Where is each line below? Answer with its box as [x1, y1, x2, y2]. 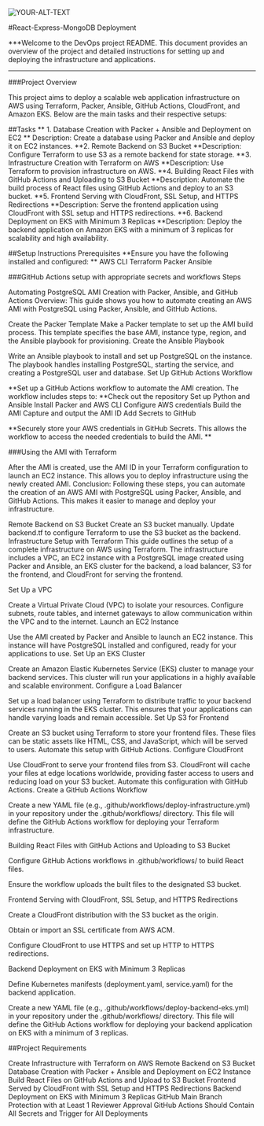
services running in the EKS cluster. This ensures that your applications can [8, 704, 253, 714]
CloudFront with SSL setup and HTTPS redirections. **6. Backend [8, 209, 223, 217]
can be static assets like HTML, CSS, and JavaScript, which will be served [8, 737, 248, 746]
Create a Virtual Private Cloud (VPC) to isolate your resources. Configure [8, 600, 244, 609]
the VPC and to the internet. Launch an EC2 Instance [8, 617, 179, 626]
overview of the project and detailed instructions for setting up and [8, 46, 225, 56]
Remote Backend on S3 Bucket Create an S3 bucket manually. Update [8, 519, 235, 529]
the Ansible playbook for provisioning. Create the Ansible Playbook [8, 336, 225, 345]
